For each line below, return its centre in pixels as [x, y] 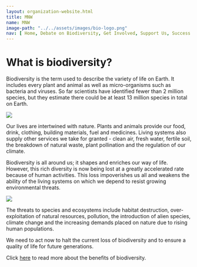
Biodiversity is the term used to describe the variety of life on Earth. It [90, 79]
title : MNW [19, 17]
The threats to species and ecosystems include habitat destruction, [88, 210]
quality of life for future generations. [50, 246]
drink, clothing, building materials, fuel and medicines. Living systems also [96, 132]
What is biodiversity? [59, 63]
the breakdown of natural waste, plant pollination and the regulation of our [96, 145]
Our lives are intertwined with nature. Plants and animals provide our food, [96, 126]
